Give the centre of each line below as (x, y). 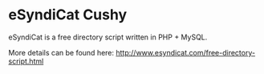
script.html (26, 61)
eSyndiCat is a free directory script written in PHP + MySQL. (108, 37)
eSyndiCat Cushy (68, 15)
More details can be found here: (61, 52)
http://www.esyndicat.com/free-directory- (185, 52)
